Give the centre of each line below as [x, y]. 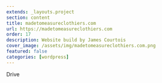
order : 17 [19, 35]
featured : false [27, 51]
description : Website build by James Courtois [66, 40]
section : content [28, 18]
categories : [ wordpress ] [38, 57]
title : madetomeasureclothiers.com [51, 23]
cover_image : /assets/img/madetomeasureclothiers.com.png [81, 46]
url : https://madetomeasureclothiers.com [59, 29]
